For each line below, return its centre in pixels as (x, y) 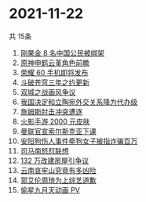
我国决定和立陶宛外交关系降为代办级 (79, 102)
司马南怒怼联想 (44, 150)
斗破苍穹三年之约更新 (55, 82)
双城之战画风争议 (48, 92)
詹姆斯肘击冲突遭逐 (51, 111)
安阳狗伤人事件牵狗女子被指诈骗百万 (79, 141)
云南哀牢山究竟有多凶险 (58, 170)
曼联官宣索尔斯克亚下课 (58, 131)
